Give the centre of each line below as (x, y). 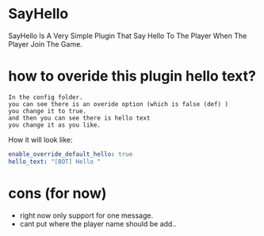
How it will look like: (40, 139)
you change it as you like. (55, 125)
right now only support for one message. (86, 215)
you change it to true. (48, 111)
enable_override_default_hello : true (71, 154)
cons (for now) (57, 193)
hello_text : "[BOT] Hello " (55, 162)
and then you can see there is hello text (79, 118)
